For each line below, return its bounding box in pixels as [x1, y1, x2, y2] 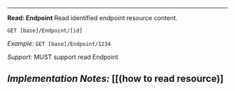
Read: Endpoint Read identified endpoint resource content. [7, 14, 178, 22]
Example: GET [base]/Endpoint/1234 [7, 40, 111, 47]
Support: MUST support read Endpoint [7, 53, 119, 61]
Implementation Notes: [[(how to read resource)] [7, 73, 224, 85]
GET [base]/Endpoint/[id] [7, 27, 83, 34]
